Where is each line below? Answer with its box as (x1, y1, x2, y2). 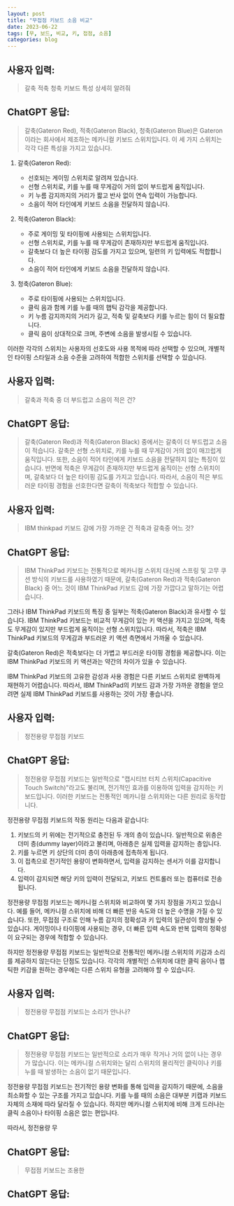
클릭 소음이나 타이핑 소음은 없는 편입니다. (7, 1109, 119, 1117)
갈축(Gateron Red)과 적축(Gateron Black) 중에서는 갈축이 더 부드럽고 (24, 438, 214, 446)
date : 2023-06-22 (7, 23, 58, 30)
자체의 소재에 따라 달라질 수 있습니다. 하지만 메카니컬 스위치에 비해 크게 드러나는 (7, 1100, 226, 1109)
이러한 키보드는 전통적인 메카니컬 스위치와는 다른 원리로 (56, 792, 207, 800)
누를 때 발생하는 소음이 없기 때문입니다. (24, 1067, 131, 1076)
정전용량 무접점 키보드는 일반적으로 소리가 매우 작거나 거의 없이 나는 (24, 1050, 210, 1058)
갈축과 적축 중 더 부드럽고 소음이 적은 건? (24, 395, 136, 403)
